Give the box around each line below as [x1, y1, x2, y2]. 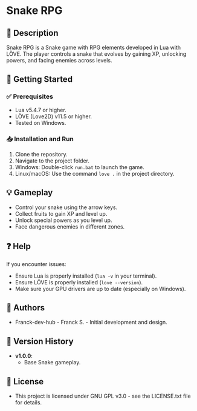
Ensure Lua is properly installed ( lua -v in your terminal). [15, 272, 157, 279]
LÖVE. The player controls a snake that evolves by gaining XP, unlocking [6, 50, 187, 58]
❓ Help [6, 241, 31, 252]
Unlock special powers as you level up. [15, 216, 112, 224]
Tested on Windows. [15, 119, 66, 126]
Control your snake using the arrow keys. [15, 204, 118, 211]
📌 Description [6, 28, 59, 38]
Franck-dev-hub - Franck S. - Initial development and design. [15, 319, 167, 326]
